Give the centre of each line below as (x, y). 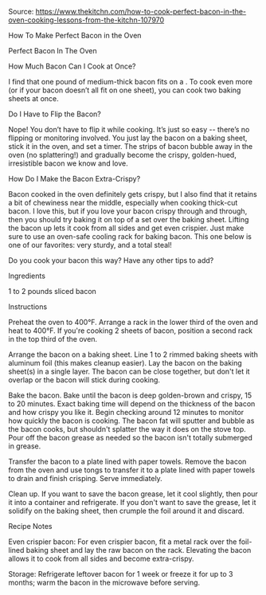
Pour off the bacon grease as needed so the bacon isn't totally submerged (130, 438)
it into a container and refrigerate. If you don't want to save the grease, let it (132, 502)
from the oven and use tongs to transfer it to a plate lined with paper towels (132, 470)
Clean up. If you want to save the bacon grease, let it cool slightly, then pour (133, 494)
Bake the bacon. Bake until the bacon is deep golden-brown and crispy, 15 (130, 395)
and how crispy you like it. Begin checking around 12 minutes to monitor (126, 412)
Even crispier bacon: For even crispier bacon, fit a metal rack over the (123, 542)
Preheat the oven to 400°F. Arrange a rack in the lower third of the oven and (133, 322)
